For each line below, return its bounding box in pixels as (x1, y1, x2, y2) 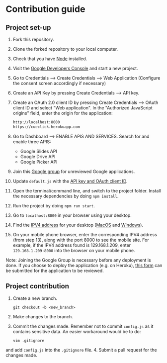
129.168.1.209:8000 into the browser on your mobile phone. (12, 247, 135, 253)
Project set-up (5, 23, 51, 32)
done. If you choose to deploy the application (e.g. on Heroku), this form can (5, 262, 163, 268)
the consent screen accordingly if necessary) (12, 81, 106, 86)
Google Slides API (20, 148, 58, 154)
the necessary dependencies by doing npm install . (12, 193, 119, 199)
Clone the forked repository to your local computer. (12, 46, 118, 52)
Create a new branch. (12, 295, 58, 301)
